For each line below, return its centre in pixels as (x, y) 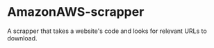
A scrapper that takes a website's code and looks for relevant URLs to (107, 31)
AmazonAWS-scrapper (76, 12)
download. (22, 38)
